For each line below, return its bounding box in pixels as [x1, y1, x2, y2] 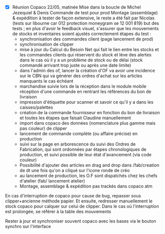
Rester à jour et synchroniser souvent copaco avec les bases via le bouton [5, 218, 157, 224]
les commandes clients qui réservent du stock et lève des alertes [19, 52, 152, 58]
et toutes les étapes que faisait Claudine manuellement [19, 115, 132, 121]
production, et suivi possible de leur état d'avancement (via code [19, 152, 152, 158]
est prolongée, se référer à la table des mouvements [5, 209, 111, 215]
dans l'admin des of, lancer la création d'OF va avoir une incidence [19, 68, 155, 74]
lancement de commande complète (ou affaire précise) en [19, 131, 138, 137]
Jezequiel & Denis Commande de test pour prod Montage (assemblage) [12, 10, 158, 16]
